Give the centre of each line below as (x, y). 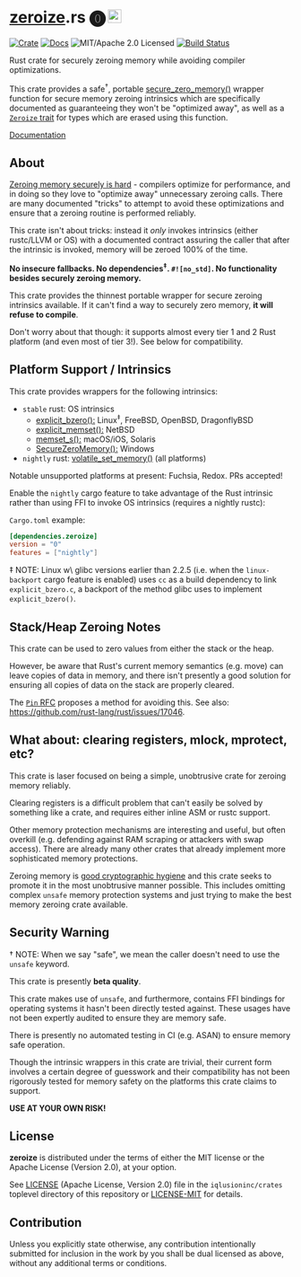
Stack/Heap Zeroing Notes (85, 627)
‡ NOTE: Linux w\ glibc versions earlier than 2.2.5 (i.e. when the (127, 570)
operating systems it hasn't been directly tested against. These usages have (150, 1008)
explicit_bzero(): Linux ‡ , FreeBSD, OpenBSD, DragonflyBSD (144, 418)
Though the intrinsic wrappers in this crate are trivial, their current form (141, 1061)
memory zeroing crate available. (69, 904)
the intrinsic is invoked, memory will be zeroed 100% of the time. (129, 250)
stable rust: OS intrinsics (68, 409)
